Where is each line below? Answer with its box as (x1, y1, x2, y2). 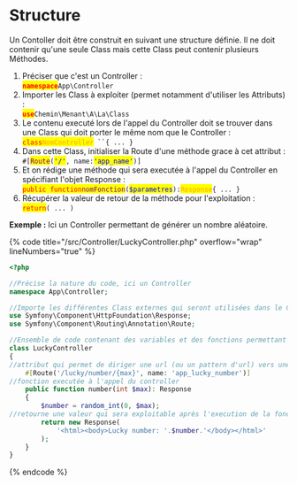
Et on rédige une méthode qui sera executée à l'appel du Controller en (21, 165, 278, 175)
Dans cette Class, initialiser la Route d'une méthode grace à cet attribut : (21, 145, 286, 156)
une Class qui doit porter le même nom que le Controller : (21, 127, 232, 137)
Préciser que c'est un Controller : (21, 70, 143, 81)
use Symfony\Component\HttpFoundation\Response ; (9, 312, 192, 320)
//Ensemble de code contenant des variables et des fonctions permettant (9, 335, 287, 345)
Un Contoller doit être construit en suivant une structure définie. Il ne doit (9, 35, 276, 45)
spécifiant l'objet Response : (21, 173, 126, 184)
